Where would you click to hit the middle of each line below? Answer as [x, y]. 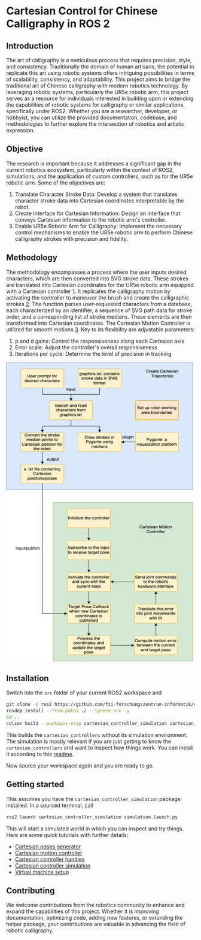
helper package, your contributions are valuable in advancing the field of [96, 924]
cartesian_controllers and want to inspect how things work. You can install [100, 748]
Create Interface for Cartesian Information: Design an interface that [98, 213]
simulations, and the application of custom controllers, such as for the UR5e [100, 176]
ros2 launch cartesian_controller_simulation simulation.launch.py [92, 817]
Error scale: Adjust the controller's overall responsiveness [86, 347]
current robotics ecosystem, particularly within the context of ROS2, [90, 170]
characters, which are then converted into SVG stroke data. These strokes [97, 278]
